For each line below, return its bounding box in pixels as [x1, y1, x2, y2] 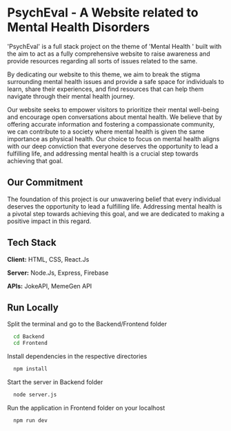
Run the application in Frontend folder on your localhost [7, 403, 165, 412]
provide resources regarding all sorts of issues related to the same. [7, 56, 198, 65]
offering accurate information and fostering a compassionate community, [7, 120, 215, 128]
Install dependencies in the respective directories [7, 353, 148, 361]
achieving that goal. [7, 156, 63, 165]
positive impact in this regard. [7, 217, 92, 225]
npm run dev [13, 417, 48, 424]
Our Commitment [7, 177, 83, 189]
